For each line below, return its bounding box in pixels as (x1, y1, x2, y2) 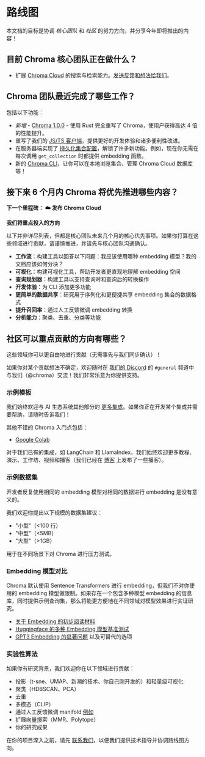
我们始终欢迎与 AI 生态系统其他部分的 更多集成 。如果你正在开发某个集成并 (6, 403, 193, 411)
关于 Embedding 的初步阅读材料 (15, 618, 96, 625)
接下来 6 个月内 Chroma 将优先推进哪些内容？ (6, 187, 179, 197)
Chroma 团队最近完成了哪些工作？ (6, 91, 135, 101)
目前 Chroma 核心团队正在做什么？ (6, 54, 137, 65)
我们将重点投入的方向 (6, 219, 60, 227)
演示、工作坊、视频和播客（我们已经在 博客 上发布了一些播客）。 (6, 456, 167, 464)
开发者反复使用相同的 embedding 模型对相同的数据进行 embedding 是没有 (6, 488, 192, 496)
